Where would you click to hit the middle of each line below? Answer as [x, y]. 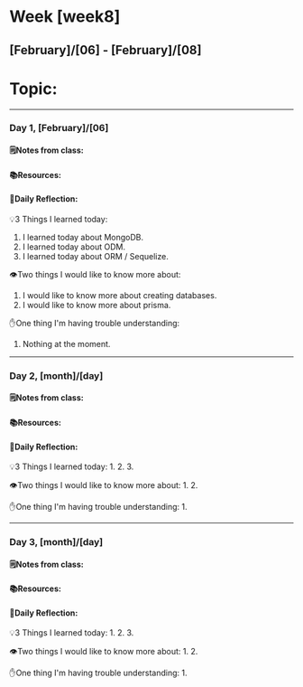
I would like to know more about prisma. [96, 305]
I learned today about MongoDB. [83, 237]
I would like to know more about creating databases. [119, 295]
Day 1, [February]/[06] [59, 128]
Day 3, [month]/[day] [56, 542]
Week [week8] [65, 17]
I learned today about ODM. [74, 247]
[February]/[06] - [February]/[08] [106, 50]
